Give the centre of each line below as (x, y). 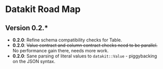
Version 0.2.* (27, 28)
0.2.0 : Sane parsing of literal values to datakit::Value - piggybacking (85, 56)
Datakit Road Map (43, 9)
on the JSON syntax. (34, 61)
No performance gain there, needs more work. (60, 51)
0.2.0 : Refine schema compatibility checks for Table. (67, 40)
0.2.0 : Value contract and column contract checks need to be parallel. (85, 45)
